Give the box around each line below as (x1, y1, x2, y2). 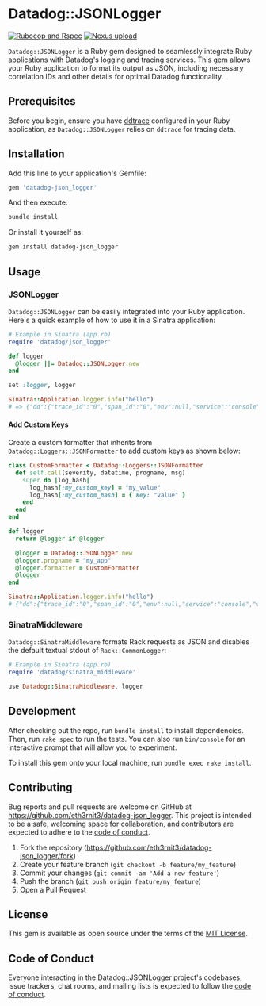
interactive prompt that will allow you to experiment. (8, 743, 177, 752)
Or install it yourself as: (8, 228, 83, 237)
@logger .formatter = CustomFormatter (15, 564, 140, 572)
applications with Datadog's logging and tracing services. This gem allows (8, 55, 251, 64)
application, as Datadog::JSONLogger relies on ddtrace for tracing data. (8, 124, 236, 133)
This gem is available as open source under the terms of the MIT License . (8, 929, 248, 939)
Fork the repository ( (19, 843, 87, 852)
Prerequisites (8, 94, 76, 108)
